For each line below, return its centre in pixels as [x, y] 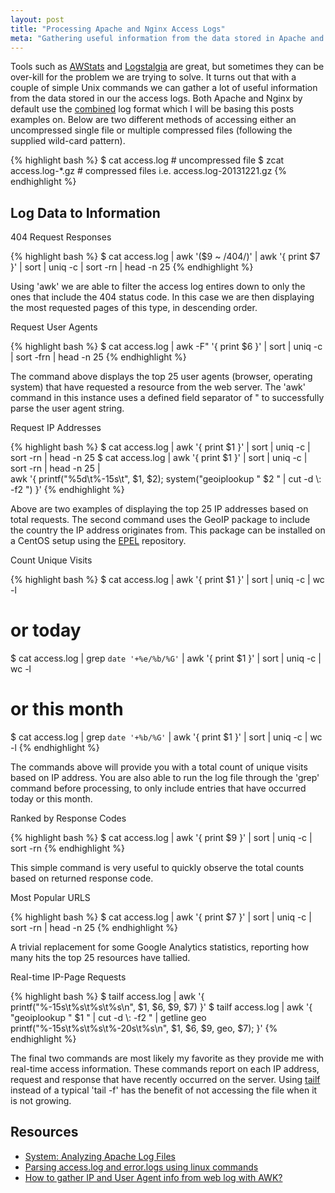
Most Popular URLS [50, 898]
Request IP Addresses [56, 428]
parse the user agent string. [67, 408]
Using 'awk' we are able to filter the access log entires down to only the [158, 287]
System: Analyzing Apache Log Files [100, 1156]
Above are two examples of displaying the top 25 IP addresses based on [159, 509]
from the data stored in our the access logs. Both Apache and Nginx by [156, 98]
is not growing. [41, 1101]
